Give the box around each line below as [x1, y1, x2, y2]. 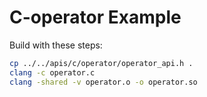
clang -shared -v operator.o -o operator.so [9, 77, 198, 87]
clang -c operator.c [9, 67, 96, 78]
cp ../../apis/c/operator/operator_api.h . [9, 58, 194, 68]
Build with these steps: [9, 39, 103, 51]
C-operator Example [9, 6, 182, 29]
